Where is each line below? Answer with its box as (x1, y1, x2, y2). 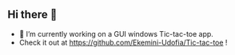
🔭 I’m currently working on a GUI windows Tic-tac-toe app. (18, 29, 213, 38)
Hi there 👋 (7, 8, 58, 22)
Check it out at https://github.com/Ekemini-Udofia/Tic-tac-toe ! (18, 37, 228, 47)
